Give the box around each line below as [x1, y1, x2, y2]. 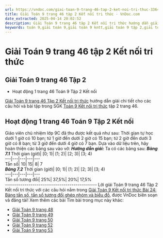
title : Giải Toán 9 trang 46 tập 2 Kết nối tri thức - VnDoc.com [5, 12, 140, 17]
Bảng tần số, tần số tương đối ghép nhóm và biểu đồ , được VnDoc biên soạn [5, 192, 158, 198]
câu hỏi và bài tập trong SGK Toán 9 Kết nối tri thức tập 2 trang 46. [5, 103, 139, 109]
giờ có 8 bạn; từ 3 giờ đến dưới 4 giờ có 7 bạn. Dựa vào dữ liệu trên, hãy [5, 140, 149, 146]
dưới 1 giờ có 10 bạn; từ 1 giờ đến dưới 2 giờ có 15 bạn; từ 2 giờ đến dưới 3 [5, 135, 152, 141]
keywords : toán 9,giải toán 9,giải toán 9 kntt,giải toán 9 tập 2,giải [5, 25, 153, 30]
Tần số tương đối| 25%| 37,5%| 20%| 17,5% [5, 176, 92, 182]
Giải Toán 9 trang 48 [12, 206, 53, 212]
